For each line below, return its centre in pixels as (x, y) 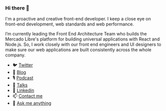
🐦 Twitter (23, 65)
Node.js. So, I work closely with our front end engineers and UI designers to (83, 44)
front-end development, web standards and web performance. (69, 24)
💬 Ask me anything (32, 103)
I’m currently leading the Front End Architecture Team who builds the (76, 34)
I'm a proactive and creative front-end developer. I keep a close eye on (78, 19)
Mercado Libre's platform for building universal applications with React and (82, 39)
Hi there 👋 (17, 8)
